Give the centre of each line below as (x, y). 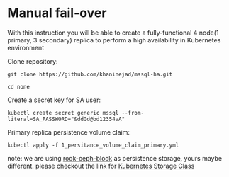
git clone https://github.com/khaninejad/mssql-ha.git (90, 74)
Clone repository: (33, 61)
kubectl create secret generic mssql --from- (76, 113)
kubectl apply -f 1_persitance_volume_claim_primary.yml (93, 145)
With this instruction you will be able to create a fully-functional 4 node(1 (113, 33)
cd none (19, 86)
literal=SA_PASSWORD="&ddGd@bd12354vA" (66, 119)
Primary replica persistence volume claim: (68, 132)
